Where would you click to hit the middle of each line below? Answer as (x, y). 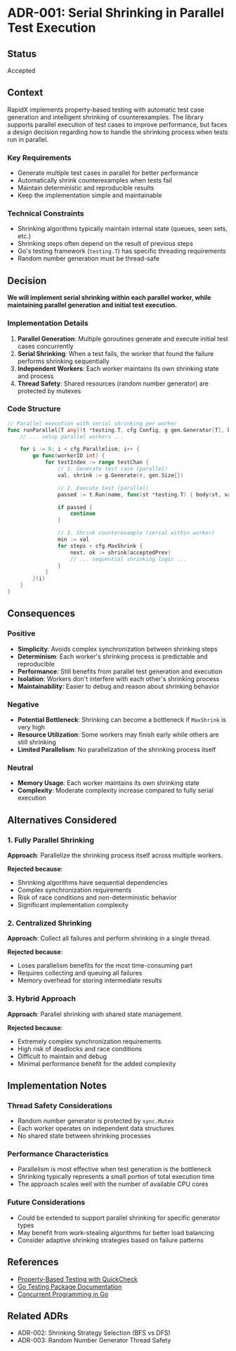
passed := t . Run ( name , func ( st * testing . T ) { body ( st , (139, 494)
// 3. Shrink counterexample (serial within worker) (136, 533)
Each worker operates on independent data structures (96, 1128)
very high (31, 727)
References (33, 1262)
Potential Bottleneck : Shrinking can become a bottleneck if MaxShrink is (122, 719)
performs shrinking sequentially (64, 361)
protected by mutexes (49, 390)
